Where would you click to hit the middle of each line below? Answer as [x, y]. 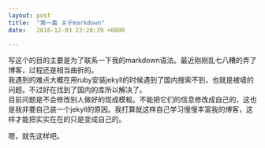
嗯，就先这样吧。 [36, 136]
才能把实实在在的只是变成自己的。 [70, 120]
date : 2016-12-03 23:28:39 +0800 [67, 30]
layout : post [30, 15]
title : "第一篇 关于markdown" [56, 23]
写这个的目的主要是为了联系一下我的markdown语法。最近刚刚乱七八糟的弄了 [132, 61]
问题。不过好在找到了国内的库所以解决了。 [77, 90]
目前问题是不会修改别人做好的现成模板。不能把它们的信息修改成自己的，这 [129, 100]
